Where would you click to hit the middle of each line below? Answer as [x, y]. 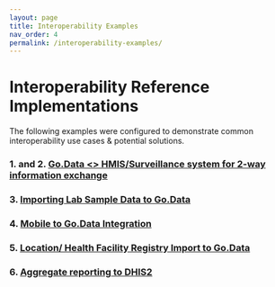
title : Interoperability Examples [74, 26]
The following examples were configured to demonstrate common [132, 131]
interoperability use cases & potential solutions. [97, 141]
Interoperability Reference [110, 87]
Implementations [74, 107]
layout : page [34, 18]
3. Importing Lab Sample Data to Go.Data [100, 200]
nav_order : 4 [34, 34]
